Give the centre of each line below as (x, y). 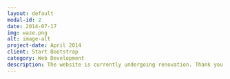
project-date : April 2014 (44, 45)
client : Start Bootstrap (43, 52)
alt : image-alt (29, 39)
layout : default (30, 13)
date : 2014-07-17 (32, 26)
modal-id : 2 (24, 20)
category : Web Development (46, 58)
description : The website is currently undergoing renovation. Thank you (115, 65)
